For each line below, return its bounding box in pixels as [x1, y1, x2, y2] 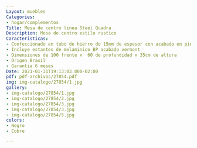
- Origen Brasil [6, 57, 46, 63]
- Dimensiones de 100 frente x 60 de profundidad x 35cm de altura [6, 52, 177, 58]
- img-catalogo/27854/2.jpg [6, 95, 75, 101]
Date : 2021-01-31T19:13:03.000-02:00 [6, 68, 98, 74]
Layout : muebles [6, 8, 46, 15]
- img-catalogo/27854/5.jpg [6, 112, 75, 118]
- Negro [6, 123, 25, 129]
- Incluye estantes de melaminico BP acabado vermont [6, 47, 141, 53]
